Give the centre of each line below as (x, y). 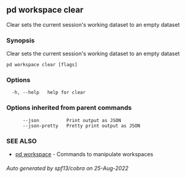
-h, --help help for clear (49, 93)
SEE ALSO (22, 141)
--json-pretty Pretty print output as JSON (81, 126)
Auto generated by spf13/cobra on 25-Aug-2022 (68, 168)
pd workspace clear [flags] (42, 65)
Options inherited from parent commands (69, 108)
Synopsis (20, 40)
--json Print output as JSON (72, 120)
